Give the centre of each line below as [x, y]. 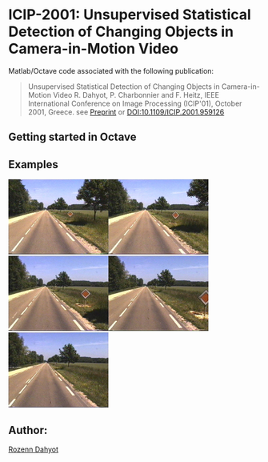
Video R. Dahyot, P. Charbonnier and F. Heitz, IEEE [136, 94]
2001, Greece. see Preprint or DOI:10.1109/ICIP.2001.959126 [126, 112]
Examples [33, 165]
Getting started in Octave [72, 137]
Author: [28, 430]
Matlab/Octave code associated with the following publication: [111, 70]
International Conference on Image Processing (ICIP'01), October [135, 103]
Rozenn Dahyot [33, 449]
